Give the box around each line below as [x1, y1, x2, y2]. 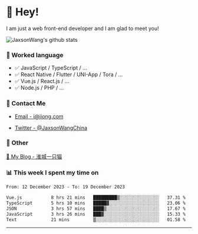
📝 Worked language [6, 51, 64, 59]
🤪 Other [6, 139, 28, 147]
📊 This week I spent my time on [6, 168, 99, 176]
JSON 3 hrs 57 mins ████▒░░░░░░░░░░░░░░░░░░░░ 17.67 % [6, 206, 186, 212]
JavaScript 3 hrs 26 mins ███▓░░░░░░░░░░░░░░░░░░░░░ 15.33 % [6, 211, 186, 217]
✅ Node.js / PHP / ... [14, 84, 64, 91]
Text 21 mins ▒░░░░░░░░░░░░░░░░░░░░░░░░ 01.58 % [6, 216, 186, 223]
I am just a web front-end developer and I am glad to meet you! [6, 25, 159, 32]
